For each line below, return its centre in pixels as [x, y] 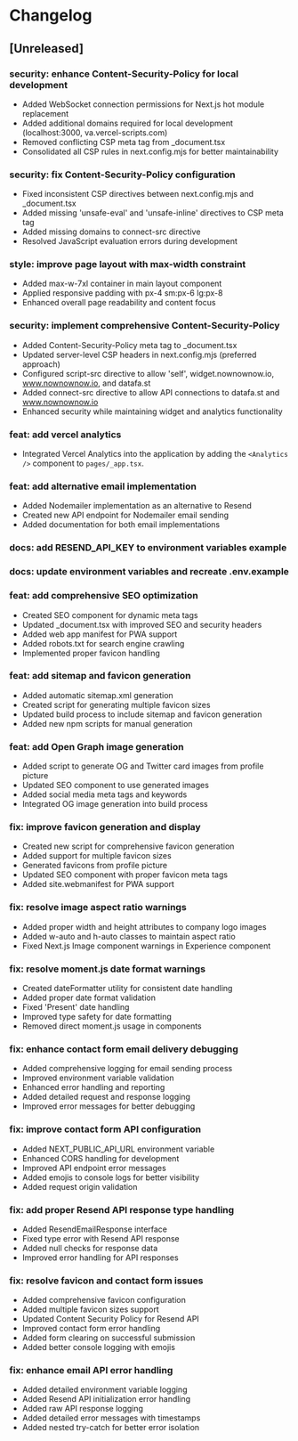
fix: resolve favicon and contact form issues [106, 1281]
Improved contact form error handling [91, 1329]
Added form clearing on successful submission [109, 1338]
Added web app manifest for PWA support [100, 634]
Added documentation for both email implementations [121, 525]
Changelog [51, 16]
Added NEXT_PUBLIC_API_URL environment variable [118, 1149]
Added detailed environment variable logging [105, 1389]
